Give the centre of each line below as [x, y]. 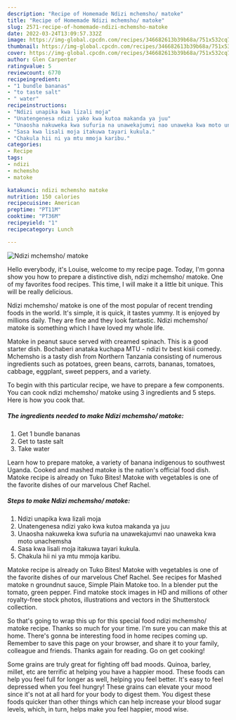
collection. [22, 607]
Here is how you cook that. [46, 400]
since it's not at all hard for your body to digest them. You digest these [109, 694]
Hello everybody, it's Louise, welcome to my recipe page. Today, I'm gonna [116, 269]
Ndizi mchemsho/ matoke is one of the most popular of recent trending [110, 305]
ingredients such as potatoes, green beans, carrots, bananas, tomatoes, [111, 364]
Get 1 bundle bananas [49, 434]
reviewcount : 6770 [34, 72]
